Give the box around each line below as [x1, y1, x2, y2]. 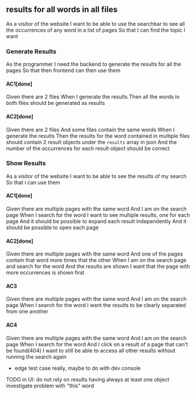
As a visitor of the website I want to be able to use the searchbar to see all [6, 20, 185, 27]
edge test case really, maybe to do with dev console [14, 365, 141, 372]
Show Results [6, 159, 46, 168]
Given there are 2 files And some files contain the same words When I [6, 126, 175, 133]
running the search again [6, 353, 67, 360]
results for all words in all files [6, 5, 118, 15]
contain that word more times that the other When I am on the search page [6, 257, 187, 264]
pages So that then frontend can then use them [6, 67, 121, 74]
